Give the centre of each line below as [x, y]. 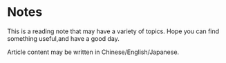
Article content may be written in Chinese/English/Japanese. [93, 52]
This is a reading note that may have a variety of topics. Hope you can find [113, 31]
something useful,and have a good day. [63, 38]
